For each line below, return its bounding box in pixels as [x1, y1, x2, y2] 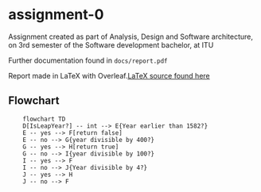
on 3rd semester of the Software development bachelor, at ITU [8, 40, 214, 49]
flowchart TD [22, 115, 66, 123]
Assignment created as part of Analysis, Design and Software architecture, [8, 32, 253, 41]
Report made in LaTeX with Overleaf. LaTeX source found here [8, 71, 211, 80]
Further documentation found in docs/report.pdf [8, 56, 169, 65]
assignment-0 [8, 6, 104, 24]
